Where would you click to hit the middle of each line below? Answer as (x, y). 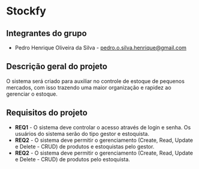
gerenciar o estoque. (32, 94)
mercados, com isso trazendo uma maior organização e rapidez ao (89, 87)
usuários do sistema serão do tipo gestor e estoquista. (82, 134)
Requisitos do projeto (47, 113)
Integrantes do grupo (46, 33)
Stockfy (26, 11)
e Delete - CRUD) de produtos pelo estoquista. (73, 159)
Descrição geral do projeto (57, 66)
